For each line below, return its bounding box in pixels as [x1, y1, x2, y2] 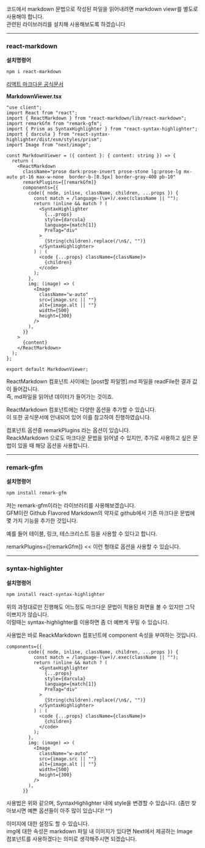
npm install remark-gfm [6, 490, 67, 496]
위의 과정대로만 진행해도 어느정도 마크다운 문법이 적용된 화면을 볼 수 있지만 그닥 [6, 603, 195, 611]
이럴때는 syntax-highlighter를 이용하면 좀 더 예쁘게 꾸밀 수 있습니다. [6, 618, 169, 626]
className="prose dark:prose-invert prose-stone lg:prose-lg [22, 169, 182, 175]
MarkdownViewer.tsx [6, 93, 62, 100]
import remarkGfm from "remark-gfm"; [6, 121, 103, 127]
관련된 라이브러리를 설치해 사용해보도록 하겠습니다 [6, 21, 126, 27]
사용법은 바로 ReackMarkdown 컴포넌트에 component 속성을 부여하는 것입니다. [6, 631, 198, 639]
